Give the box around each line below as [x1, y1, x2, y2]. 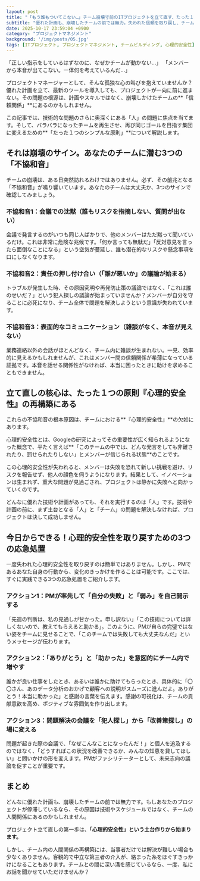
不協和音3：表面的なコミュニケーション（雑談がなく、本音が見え [6, 323, 193, 331]
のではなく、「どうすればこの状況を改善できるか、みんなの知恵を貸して [6, 748, 181, 755]
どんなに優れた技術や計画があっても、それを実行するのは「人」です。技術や [6, 498, 193, 506]
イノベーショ [161, 471, 193, 478]
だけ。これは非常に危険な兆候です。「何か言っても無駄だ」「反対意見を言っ [11, 238, 193, 245]
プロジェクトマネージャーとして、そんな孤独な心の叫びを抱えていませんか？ [6, 79, 193, 86]
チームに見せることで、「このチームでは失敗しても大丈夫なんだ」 [21, 630, 180, 638]
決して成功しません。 [32, 513, 85, 521]
